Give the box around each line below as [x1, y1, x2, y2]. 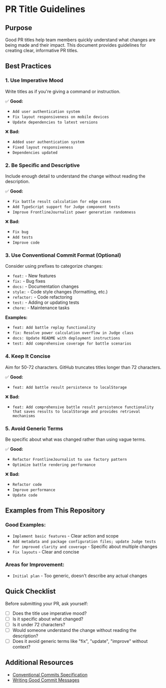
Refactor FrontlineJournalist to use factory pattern [12, 457, 127, 462]
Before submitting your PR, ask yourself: [5, 600, 88, 606]
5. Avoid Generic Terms [5, 425, 63, 432]
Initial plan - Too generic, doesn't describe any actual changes [12, 573, 147, 579]
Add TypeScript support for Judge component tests [12, 204, 120, 209]
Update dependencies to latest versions [12, 119, 98, 125]
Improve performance [12, 487, 55, 492]
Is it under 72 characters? [12, 621, 65, 627]
